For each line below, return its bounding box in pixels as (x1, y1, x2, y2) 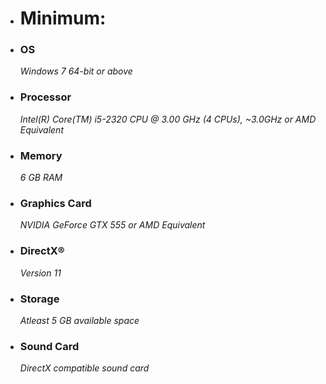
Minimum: (19, 7, 107, 30)
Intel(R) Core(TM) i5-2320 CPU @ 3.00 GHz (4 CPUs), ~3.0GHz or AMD (19, 113, 317, 125)
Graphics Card (19, 197, 92, 210)
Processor (19, 90, 72, 104)
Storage (19, 292, 60, 306)
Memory (19, 148, 63, 162)
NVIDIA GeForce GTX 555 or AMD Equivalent (19, 219, 206, 231)
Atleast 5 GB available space (19, 314, 140, 326)
